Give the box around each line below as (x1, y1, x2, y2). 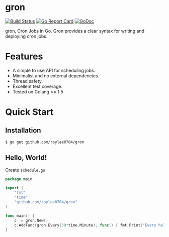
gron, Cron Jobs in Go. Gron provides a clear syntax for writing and (5, 28, 145, 34)
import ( (5, 185, 24, 191)
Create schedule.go (5, 167, 45, 173)
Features (5, 51, 43, 62)
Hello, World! (5, 154, 47, 162)
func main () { (5, 213, 35, 218)
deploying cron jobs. (5, 33, 48, 39)
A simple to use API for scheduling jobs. (12, 67, 96, 73)
